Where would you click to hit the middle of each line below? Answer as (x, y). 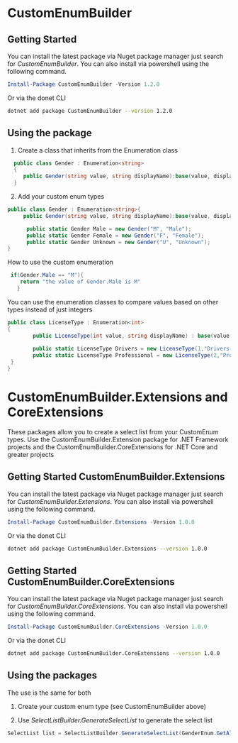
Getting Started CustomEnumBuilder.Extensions (116, 477)
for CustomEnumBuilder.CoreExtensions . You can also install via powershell (118, 606)
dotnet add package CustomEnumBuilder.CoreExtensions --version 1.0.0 (114, 654)
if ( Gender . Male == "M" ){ (47, 275)
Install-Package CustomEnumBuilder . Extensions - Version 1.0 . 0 (101, 522)
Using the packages (52, 676)
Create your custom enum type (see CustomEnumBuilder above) (112, 706)
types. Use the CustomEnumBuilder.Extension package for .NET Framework (118, 439)
